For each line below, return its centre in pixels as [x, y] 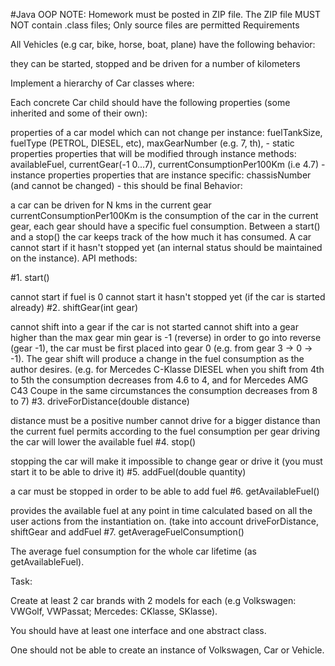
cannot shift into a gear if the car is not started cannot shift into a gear [154, 327]
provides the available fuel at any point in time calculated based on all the [161, 510]
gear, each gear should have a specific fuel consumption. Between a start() [165, 226]
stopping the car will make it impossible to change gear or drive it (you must [166, 461]
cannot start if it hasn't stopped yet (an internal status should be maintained [166, 247]
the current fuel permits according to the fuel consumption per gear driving [165, 431]
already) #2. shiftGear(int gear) [74, 307]
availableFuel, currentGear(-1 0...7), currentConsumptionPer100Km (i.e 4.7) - [168, 164]
